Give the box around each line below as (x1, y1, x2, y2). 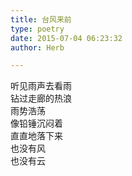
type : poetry (10, 24, 65, 34)
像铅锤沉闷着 (10, 117, 63, 130)
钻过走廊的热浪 (10, 92, 72, 105)
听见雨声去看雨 (10, 80, 72, 92)
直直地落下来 (10, 130, 63, 142)
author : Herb (10, 42, 65, 53)
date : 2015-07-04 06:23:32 (10, 33, 123, 43)
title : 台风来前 (10, 14, 72, 25)
